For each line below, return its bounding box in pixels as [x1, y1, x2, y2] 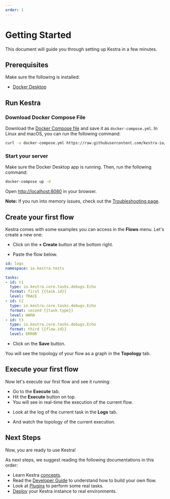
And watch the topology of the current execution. [12, 418, 115, 425]
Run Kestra [5, 98, 41, 107]
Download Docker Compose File [5, 113, 86, 121]
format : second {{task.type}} [10, 308, 73, 313]
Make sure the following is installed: [5, 74, 80, 80]
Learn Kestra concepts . [12, 472, 62, 478]
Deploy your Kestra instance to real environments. [12, 488, 117, 494]
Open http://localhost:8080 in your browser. [5, 188, 97, 195]
